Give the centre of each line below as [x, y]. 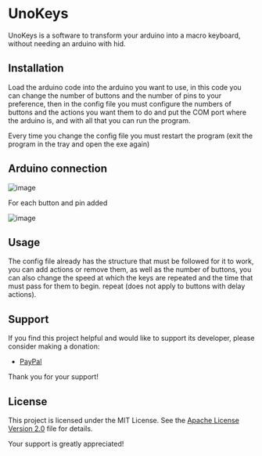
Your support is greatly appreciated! [66, 444]
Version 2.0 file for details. [50, 429]
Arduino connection [58, 169]
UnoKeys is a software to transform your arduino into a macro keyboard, [124, 35]
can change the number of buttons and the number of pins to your [115, 96]
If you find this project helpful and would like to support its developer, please [131, 338]
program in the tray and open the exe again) [79, 144]
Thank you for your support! [54, 377]
